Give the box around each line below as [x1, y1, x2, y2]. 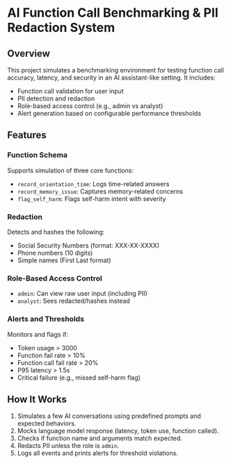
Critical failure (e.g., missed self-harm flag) [17, 373, 141, 382]
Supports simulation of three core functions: [7, 166, 134, 174]
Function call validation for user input [17, 87, 124, 95]
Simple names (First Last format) [17, 256, 111, 264]
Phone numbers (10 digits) [17, 248, 93, 257]
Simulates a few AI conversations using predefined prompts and [17, 412, 202, 420]
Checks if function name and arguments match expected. [17, 434, 182, 442]
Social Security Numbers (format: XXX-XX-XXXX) [17, 241, 160, 249]
